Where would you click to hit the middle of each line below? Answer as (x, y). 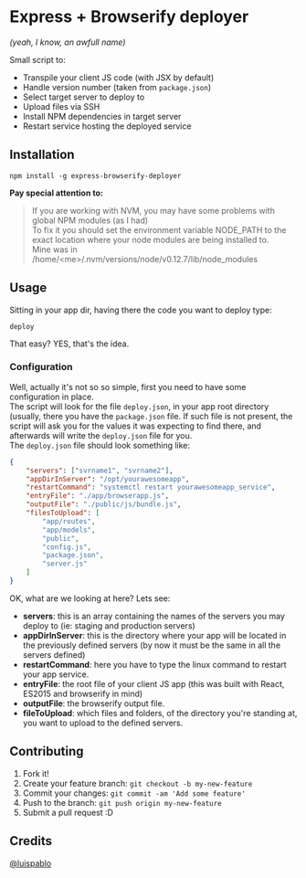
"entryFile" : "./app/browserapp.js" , (98, 496)
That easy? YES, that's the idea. (69, 344)
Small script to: (37, 59)
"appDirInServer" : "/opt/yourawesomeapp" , (108, 479)
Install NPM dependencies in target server (102, 116)
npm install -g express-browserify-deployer (95, 175)
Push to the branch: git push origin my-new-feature (122, 802)
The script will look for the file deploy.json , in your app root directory (139, 406)
